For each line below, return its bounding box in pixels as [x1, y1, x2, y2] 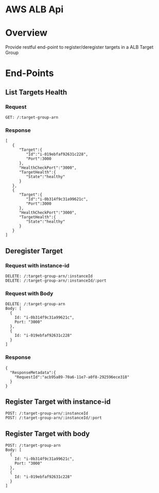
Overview [5, 27, 48, 39]
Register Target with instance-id [5, 397, 111, 406]
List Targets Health [5, 88, 68, 96]
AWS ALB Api [5, 4, 64, 15]
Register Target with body [5, 429, 90, 438]
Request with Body [5, 290, 54, 297]
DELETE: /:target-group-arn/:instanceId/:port [5, 278, 107, 283]
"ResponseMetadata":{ [10, 370, 56, 375]
